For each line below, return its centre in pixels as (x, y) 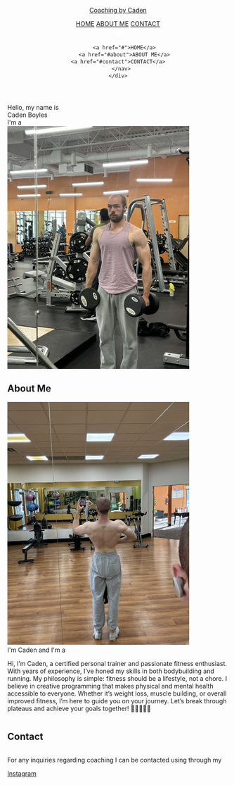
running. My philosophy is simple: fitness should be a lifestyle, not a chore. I (117, 678)
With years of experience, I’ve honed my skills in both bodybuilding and (111, 671)
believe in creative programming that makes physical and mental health (110, 686)
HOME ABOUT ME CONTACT (118, 24)
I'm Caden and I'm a (36, 650)
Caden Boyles (27, 115)
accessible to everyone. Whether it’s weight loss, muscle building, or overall (117, 693)
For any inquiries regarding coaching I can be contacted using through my (115, 760)
